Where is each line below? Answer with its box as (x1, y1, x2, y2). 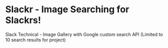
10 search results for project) (5, 37, 66, 43)
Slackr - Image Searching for (5, 4, 129, 15)
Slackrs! (5, 14, 41, 26)
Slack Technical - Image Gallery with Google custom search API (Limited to (5, 31, 163, 37)
